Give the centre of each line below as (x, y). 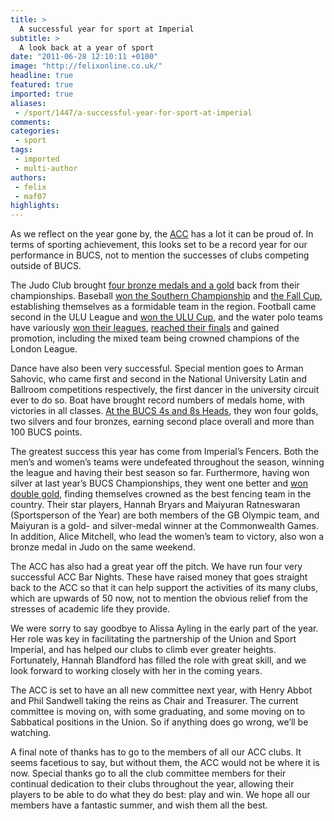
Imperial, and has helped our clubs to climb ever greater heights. (143, 650)
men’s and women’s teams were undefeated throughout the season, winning (167, 462)
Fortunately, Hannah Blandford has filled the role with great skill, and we (158, 660)
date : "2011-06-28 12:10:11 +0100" (84, 57)
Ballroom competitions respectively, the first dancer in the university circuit (165, 390)
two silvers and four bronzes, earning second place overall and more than (162, 422)
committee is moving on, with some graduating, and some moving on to (158, 712)
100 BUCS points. (46, 432)
